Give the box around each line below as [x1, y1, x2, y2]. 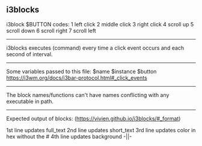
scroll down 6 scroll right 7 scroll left [6, 27, 96, 34]
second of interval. [6, 50, 53, 57]
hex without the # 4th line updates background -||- [6, 133, 132, 140]
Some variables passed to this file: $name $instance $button [6, 68, 157, 75]
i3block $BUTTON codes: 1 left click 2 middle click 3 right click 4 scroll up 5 [6, 20, 194, 28]
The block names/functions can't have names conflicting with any [6, 91, 170, 98]
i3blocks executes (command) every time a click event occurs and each [6, 44, 185, 51]
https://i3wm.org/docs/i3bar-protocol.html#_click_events [6, 74, 147, 81]
